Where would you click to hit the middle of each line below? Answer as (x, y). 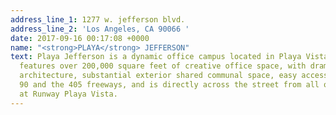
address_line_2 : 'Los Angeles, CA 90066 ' (100, 29)
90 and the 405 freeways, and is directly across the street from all (169, 85)
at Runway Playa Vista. (68, 94)
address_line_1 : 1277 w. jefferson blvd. (98, 19)
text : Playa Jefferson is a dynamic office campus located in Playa (156, 57)
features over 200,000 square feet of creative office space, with (163, 66)
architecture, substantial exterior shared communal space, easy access (174, 76)
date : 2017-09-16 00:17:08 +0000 (80, 38)
